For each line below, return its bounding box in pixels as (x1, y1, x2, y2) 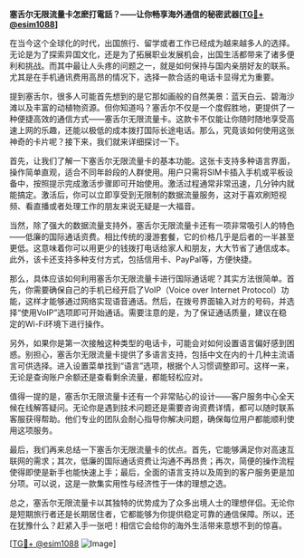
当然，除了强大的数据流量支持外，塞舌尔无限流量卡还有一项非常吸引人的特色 (9, 220, 295, 230)
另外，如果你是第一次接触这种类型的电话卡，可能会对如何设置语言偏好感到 (9, 338, 287, 348)
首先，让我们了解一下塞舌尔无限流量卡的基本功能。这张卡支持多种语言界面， (9, 156, 295, 166)
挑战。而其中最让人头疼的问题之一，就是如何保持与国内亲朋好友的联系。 (24, 61, 295, 71)
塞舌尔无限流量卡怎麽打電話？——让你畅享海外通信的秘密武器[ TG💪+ (9, 9, 264, 19)
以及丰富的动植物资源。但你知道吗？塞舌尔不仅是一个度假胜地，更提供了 (16, 102, 287, 112)
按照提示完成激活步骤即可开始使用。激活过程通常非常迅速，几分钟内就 (33, 178, 295, 188)
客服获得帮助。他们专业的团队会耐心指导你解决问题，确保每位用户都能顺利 (9, 414, 287, 424)
